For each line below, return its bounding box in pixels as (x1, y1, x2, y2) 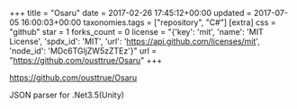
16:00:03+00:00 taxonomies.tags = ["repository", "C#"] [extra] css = (21, 17, 276, 28)
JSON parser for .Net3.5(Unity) (9, 89, 124, 100)
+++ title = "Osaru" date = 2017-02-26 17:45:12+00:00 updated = (9, 8, 252, 18)
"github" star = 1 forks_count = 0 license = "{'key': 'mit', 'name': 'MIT (9, 27, 264, 37)
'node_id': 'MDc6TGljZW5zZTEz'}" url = (9, 46, 157, 56)
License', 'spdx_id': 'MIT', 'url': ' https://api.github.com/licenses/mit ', (9, 36, 261, 46)
